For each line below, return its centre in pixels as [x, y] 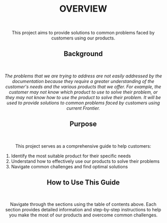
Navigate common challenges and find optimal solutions [69, 166]
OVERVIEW [83, 9]
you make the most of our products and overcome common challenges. [83, 215]
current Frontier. [83, 108]
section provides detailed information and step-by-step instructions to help [83, 210]
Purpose [83, 124]
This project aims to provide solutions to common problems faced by [83, 32]
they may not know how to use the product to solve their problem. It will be [83, 97]
